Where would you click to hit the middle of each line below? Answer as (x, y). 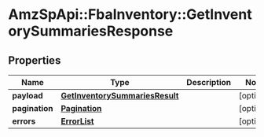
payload (27, 96)
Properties (35, 60)
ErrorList (77, 121)
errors (24, 121)
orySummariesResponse (91, 31)
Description (209, 82)
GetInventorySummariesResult (120, 96)
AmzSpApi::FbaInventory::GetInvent (130, 15)
